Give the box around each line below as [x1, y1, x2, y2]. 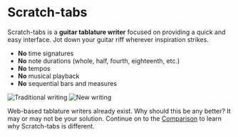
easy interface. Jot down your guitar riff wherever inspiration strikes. [7, 35, 209, 43]
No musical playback [17, 72, 80, 80]
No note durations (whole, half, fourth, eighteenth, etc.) [17, 56, 180, 65]
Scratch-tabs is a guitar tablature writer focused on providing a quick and [7, 28, 226, 36]
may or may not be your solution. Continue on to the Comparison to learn [7, 114, 222, 123]
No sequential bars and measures [17, 79, 118, 87]
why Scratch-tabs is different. [7, 121, 95, 130]
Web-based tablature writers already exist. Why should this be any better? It [7, 106, 232, 115]
